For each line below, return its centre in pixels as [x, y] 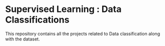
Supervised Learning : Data [63, 9]
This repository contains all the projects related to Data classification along [82, 33]
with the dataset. [23, 39]
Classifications [37, 20]
